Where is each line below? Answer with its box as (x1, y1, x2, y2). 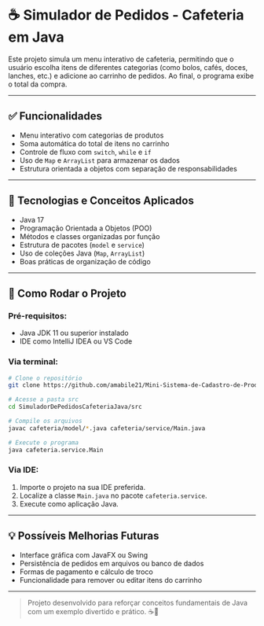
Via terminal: (8, 356, 59, 367)
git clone (8, 381, 41, 389)
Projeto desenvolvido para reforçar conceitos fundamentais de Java (27, 598, 248, 607)
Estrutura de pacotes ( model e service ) (19, 240, 145, 249)
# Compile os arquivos (8, 418, 82, 425)
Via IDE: (8, 465, 39, 476)
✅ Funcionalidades (8, 109, 103, 123)
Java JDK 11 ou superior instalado (19, 328, 130, 338)
